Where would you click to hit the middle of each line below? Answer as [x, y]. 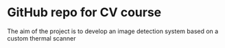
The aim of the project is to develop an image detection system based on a [113, 31]
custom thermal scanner [42, 38]
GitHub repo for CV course [84, 13]
